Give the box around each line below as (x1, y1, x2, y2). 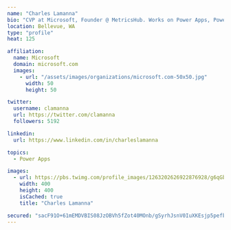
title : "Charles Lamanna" (19, 200, 94, 207)
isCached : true (19, 193, 63, 200)
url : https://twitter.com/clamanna (13, 111, 115, 119)
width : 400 (19, 181, 51, 187)
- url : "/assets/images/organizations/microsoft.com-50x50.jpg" (19, 73, 208, 80)
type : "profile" (7, 29, 54, 36)
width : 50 (25, 80, 54, 87)
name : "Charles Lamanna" (7, 10, 78, 17)
